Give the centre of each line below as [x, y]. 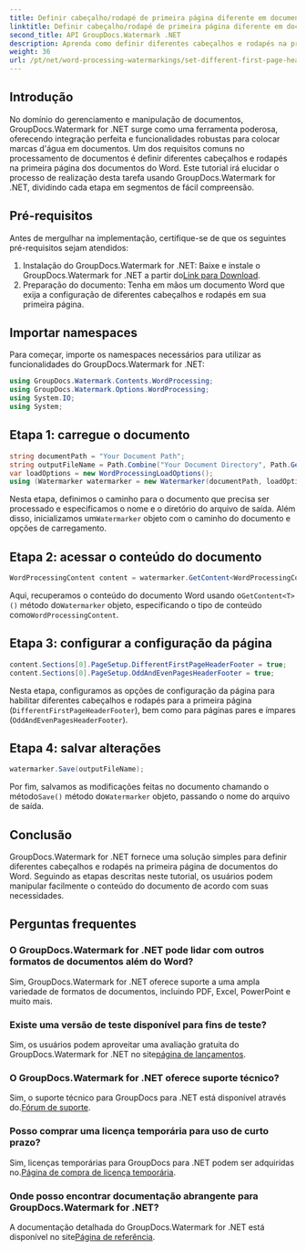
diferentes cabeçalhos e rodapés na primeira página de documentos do [144, 867]
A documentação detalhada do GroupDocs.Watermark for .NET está [137, 1227]
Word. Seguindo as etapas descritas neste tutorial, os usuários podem [141, 876]
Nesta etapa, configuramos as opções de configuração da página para [142, 690]
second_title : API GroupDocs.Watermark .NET [95, 35]
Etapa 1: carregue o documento [100, 435]
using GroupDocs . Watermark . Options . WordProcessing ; [109, 390]
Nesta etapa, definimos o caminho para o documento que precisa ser [140, 499]
